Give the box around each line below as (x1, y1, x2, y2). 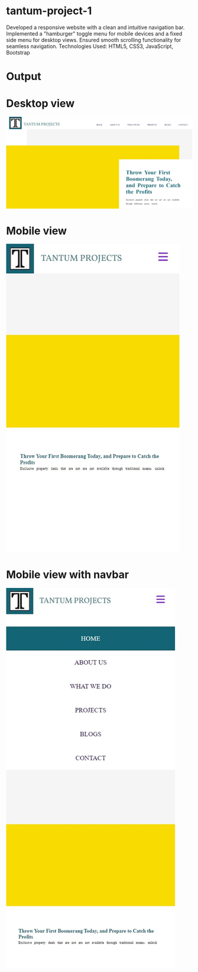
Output (6, 70, 41, 84)
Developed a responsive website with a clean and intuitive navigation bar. (6, 24, 185, 31)
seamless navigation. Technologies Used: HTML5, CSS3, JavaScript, (6, 43, 173, 50)
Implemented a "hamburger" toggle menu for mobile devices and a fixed (6, 30, 183, 37)
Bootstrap (6, 49, 31, 56)
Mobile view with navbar (6, 568, 129, 581)
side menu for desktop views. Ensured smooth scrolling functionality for (6, 36, 181, 43)
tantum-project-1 (6, 4, 92, 18)
